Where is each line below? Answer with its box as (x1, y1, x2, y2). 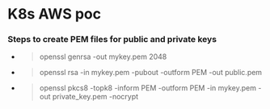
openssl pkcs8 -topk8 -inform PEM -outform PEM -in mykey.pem (39, 83, 256, 93)
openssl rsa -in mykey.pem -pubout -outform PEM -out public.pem (39, 68, 263, 78)
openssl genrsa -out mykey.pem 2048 (39, 52, 167, 61)
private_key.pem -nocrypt (52, 92, 139, 102)
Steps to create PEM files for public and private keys (7, 34, 217, 45)
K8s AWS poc (7, 5, 102, 23)
